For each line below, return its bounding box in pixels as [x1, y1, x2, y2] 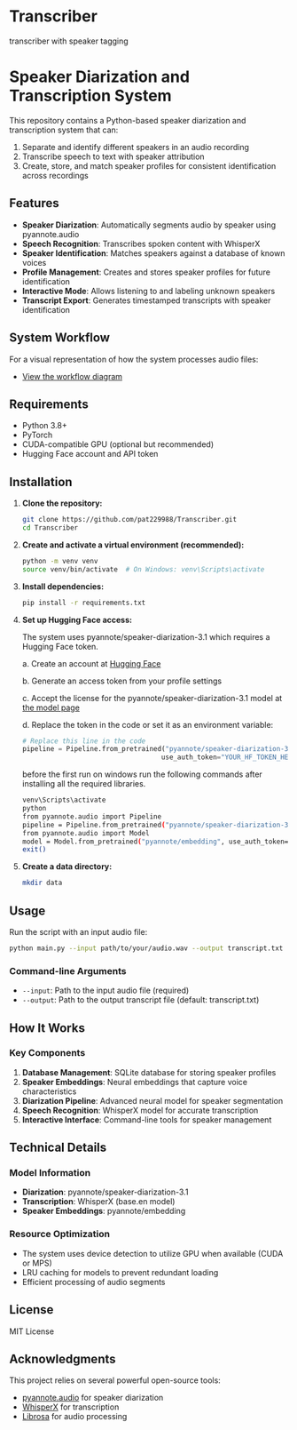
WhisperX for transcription [21, 1402, 120, 1412]
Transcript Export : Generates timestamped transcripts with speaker [21, 295, 271, 306]
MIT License [9, 1326, 55, 1337]
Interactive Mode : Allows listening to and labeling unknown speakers [21, 285, 276, 296]
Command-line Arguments [9, 964, 127, 977]
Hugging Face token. [21, 641, 99, 651]
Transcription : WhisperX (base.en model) [21, 1196, 176, 1207]
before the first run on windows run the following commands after [21, 769, 263, 779]
